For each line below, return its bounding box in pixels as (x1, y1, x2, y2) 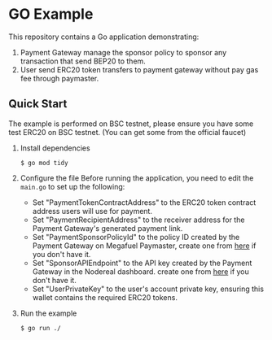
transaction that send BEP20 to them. (20, 56, 147, 66)
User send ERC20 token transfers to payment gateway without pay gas (20, 64, 259, 74)
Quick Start (8, 97, 68, 111)
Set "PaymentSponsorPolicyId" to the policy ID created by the (32, 232, 240, 242)
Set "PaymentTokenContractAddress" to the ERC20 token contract (32, 197, 257, 207)
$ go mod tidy (20, 159, 68, 167)
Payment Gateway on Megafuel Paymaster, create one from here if (32, 241, 257, 251)
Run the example (20, 308, 77, 318)
